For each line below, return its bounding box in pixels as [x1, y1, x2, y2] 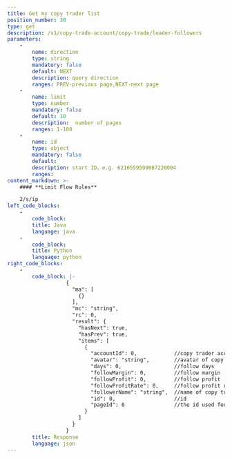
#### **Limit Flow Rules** [19, 184, 97, 191]
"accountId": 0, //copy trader [90, 350, 215, 357]
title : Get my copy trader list [7, 10, 100, 17]
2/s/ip [19, 196, 39, 203]
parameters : [7, 36, 41, 43]
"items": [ [78, 337, 110, 344]
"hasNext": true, [78, 324, 128, 332]
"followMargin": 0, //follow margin [90, 370, 221, 376]
